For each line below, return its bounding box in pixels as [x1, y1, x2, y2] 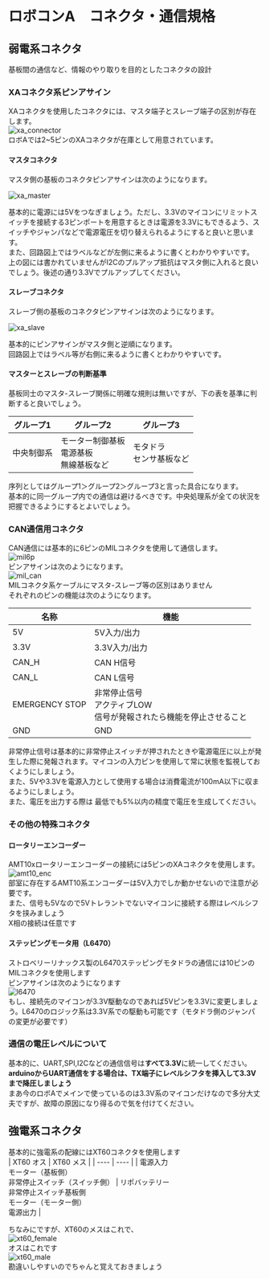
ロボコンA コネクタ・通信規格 [8, 7, 215, 26]
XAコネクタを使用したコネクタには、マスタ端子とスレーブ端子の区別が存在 [8, 106, 257, 116]
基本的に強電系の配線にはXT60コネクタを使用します [8, 1146, 181, 1157]
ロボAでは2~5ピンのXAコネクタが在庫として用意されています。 [8, 135, 219, 145]
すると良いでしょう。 [14, 398, 86, 408]
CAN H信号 [93, 657, 137, 668]
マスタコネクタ [8, 154, 58, 165]
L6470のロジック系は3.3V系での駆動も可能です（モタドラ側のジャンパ [22, 1006, 256, 1016]
